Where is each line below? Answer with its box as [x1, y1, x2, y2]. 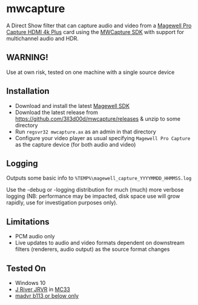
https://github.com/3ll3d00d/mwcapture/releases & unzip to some [15, 115, 180, 122]
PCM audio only [15, 233, 55, 240]
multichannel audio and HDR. [6, 35, 79, 42]
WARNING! [6, 52, 48, 62]
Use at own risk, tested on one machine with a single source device [6, 69, 175, 76]
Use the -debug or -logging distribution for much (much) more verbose [6, 186, 184, 193]
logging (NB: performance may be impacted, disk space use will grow [6, 193, 180, 200]
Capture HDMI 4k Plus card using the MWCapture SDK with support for [6, 28, 185, 35]
